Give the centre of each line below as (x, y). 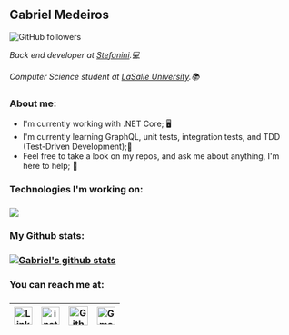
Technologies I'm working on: (76, 190)
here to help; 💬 (50, 166)
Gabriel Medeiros (59, 15)
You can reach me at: (57, 284)
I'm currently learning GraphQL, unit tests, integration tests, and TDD (151, 137)
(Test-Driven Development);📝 (77, 147)
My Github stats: (47, 235)
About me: (33, 103)
